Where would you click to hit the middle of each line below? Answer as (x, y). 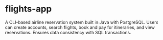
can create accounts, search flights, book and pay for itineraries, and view (80, 27)
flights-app (28, 9)
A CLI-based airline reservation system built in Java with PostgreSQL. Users (82, 22)
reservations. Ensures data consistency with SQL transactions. (68, 32)
